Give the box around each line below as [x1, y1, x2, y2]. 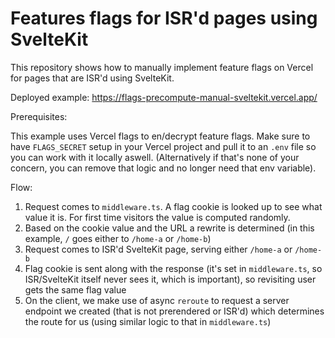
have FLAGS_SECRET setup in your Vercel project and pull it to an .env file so [10, 140, 317, 152]
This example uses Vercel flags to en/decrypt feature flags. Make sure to [10, 130, 311, 142]
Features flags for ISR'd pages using [10, 7, 318, 30]
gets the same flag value [24, 283, 127, 296]
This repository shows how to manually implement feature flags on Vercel [10, 61, 314, 73]
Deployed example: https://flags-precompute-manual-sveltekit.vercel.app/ [10, 91, 318, 103]
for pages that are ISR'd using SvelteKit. [10, 72, 175, 84]
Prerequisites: [10, 110, 68, 122]
